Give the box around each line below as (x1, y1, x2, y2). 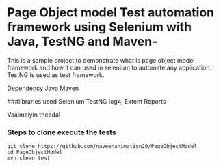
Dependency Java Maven (7, 84, 79, 92)
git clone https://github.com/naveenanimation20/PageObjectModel (7, 143, 197, 150)
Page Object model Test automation (7, 5, 215, 20)
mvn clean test (7, 155, 51, 162)
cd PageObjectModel (7, 149, 63, 156)
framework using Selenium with (7, 19, 192, 35)
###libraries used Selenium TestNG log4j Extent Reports (7, 97, 166, 105)
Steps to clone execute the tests (7, 127, 116, 137)
